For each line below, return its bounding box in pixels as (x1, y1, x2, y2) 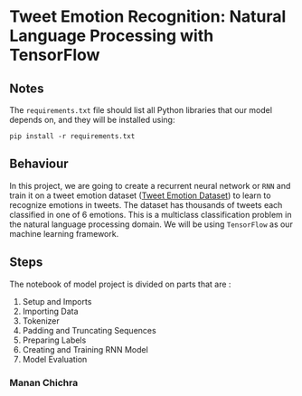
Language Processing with (9, 25, 214, 46)
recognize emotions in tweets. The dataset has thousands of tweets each (9, 199, 283, 210)
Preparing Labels (22, 335, 87, 345)
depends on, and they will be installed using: (9, 115, 175, 125)
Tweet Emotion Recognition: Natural (9, 6, 287, 27)
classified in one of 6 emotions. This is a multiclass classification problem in (9, 209, 292, 220)
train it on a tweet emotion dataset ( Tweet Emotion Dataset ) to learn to (9, 190, 271, 201)
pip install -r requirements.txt (9, 132, 136, 141)
